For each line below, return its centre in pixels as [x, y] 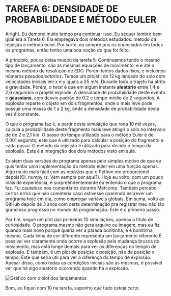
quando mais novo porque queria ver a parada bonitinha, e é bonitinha [79, 230]
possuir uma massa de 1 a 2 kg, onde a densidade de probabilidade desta [82, 109]
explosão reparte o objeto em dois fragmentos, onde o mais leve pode [79, 103]
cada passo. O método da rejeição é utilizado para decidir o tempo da [78, 145]
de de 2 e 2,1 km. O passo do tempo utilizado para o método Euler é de [79, 134]
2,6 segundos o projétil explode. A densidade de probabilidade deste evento [85, 92]
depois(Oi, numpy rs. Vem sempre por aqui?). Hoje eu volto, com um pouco [84, 177]
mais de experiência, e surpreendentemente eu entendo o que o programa [83, 182]
